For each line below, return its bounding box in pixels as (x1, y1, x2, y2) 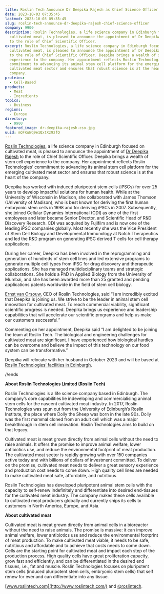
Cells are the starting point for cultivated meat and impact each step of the (5, 548, 155, 554)
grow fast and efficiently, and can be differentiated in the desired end (5, 558, 144, 564)
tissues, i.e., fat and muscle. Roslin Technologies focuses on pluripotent (5, 563, 149, 570)
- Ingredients (9, 93, 38, 98)
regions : (5, 107, 23, 112)
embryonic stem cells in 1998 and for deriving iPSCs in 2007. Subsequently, (5, 205, 157, 211)
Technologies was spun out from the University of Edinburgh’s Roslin (5, 406, 144, 412)
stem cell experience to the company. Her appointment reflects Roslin (5, 159, 145, 165)
